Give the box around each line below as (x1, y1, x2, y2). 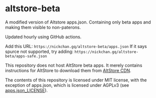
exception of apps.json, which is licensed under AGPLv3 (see (5, 82, 129, 88)
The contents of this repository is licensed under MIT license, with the (5, 77, 147, 83)
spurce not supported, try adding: (5, 49, 74, 54)
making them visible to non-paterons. (5, 24, 81, 30)
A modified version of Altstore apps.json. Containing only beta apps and (5, 19, 151, 25)
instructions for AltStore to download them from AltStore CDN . (5, 67, 131, 73)
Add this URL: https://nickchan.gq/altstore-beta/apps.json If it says (5, 43, 147, 49)
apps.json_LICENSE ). (5, 87, 48, 93)
